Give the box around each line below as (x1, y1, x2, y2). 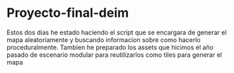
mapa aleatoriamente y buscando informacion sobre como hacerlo (6, 35, 201, 44)
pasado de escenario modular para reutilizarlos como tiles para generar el (6, 51, 222, 59)
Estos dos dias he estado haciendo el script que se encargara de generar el (6, 28, 227, 36)
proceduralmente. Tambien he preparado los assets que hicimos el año (6, 43, 213, 51)
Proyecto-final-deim (6, 5, 129, 21)
